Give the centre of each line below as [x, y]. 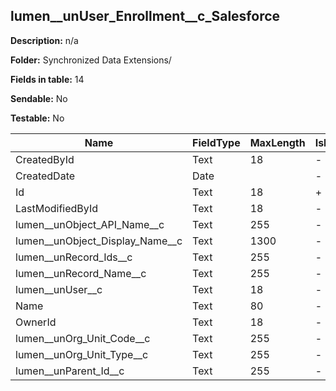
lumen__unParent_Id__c [70, 371]
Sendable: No [39, 98]
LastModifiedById [56, 208]
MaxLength [277, 142]
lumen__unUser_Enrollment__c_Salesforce [145, 16]
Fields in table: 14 [47, 79]
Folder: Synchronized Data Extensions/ [91, 60]
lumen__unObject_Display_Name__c [99, 241]
